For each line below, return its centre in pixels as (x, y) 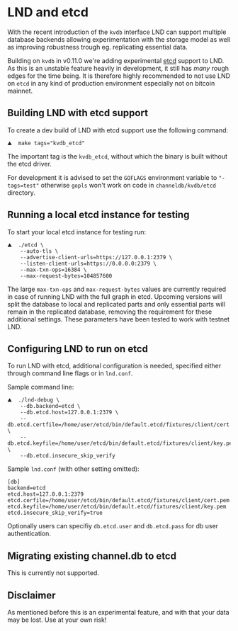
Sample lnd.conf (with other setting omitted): (73, 469)
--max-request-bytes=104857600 (66, 276)
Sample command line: (41, 387)
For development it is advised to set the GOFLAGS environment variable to (112, 177)
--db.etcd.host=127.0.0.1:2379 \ (69, 413)
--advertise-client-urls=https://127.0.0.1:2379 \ (96, 257)
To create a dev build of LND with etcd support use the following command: (118, 130)
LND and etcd (48, 12)
